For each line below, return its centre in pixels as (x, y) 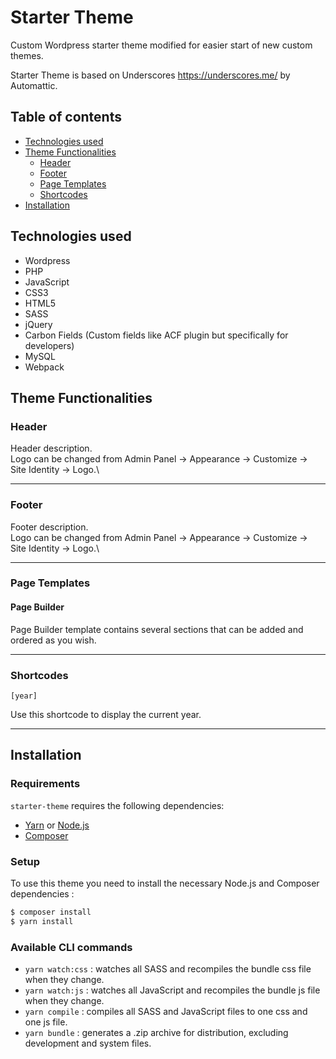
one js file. (46, 1022)
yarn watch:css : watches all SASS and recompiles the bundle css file (168, 969)
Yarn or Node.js (57, 825)
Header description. (51, 448)
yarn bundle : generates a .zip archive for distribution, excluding (156, 1032)
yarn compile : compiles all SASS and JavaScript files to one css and (166, 1011)
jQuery (38, 324)
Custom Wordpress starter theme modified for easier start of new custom (161, 45)
